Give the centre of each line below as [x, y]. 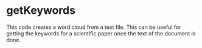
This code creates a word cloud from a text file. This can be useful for [94, 27]
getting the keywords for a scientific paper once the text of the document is [101, 33]
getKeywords [41, 10]
